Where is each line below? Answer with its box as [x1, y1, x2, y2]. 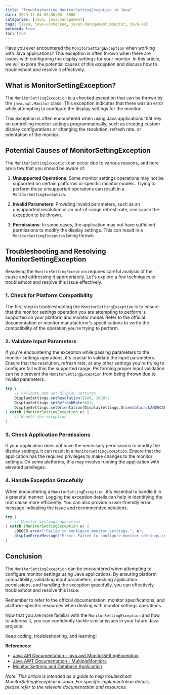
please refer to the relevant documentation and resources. [5, 684, 127, 690]
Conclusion [5, 552, 42, 561]
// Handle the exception [14, 414, 67, 419]
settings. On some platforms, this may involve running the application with [5, 459, 159, 465]
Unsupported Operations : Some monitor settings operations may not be [12, 175, 164, 181]
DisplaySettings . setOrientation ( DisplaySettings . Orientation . [14, 405, 148, 410]
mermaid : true [5, 26, 35, 31]
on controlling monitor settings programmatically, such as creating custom [5, 120, 160, 127]
